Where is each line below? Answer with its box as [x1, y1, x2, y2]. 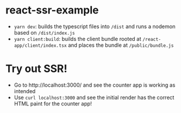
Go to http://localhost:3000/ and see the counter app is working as [13, 81, 176, 88]
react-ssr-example [5, 4, 99, 17]
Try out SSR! [5, 62, 68, 76]
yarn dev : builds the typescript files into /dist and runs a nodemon [13, 23, 176, 30]
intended [13, 87, 36, 94]
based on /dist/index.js [13, 29, 76, 36]
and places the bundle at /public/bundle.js [67, 42, 174, 49]
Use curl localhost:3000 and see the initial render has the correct [13, 94, 175, 101]
